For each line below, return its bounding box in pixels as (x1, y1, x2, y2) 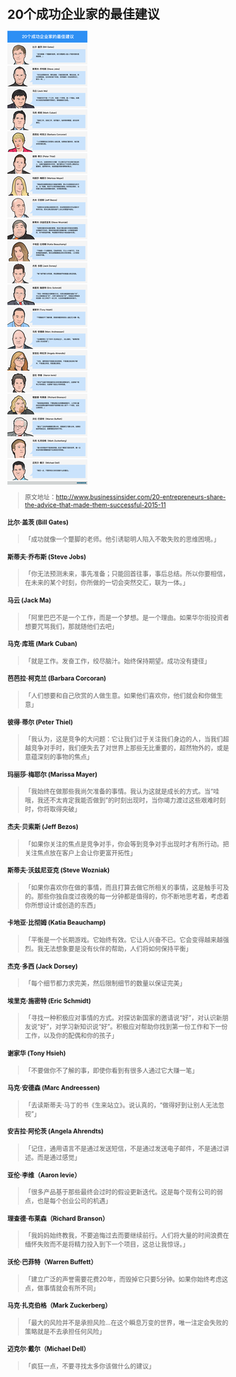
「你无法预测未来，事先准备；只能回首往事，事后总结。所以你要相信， (24, 569, 230, 578)
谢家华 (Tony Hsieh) (7, 1049, 66, 1057)
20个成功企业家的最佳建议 (7, 6, 160, 23)
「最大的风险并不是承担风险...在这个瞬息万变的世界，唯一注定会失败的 (24, 1318, 228, 1327)
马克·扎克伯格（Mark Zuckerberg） (7, 1301, 112, 1310)
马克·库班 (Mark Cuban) (7, 640, 78, 648)
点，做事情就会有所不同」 (24, 1283, 100, 1292)
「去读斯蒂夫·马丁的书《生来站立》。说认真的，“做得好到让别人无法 (24, 1100, 218, 1109)
